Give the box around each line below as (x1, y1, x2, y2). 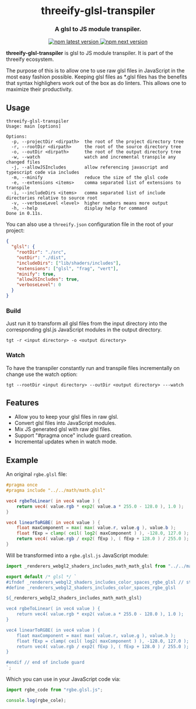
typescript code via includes (6, 170, 80, 176)
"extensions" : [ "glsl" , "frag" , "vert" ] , (16, 265, 118, 272)
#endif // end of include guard (6, 660, 85, 666)
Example (6, 455, 38, 465)
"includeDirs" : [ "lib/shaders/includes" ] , (16, 260, 121, 266)
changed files (6, 159, 41, 165)
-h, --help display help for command (11, 205, 148, 211)
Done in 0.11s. (6, 211, 43, 217)
